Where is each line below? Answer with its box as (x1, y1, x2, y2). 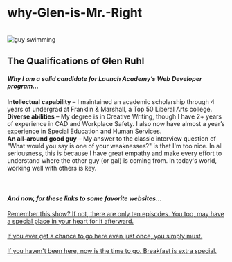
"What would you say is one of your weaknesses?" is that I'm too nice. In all (7, 141, 223, 150)
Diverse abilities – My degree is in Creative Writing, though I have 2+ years (7, 112, 222, 121)
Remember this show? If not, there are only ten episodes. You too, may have (7, 209, 225, 218)
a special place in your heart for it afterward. (7, 217, 134, 225)
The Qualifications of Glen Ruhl (7, 55, 145, 67)
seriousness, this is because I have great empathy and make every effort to (7, 149, 222, 157)
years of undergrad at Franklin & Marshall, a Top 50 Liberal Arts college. (7, 105, 213, 113)
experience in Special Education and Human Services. (7, 127, 162, 135)
